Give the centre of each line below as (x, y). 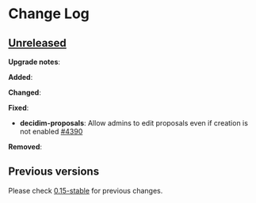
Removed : (25, 147)
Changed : (25, 92)
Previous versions (54, 172)
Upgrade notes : (34, 62)
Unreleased (38, 43)
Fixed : (19, 108)
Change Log (49, 14)
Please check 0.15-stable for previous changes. (86, 190)
